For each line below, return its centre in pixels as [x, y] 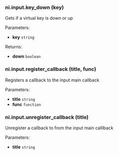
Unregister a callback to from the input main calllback [59, 128]
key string [23, 37]
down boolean [26, 56]
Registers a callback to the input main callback [52, 80]
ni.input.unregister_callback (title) [47, 117]
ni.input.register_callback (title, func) [51, 69]
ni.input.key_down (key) [34, 7]
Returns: [14, 47]
